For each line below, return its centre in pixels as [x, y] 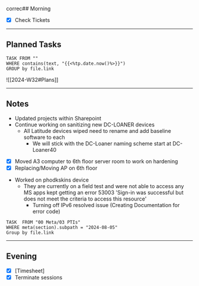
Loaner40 [44, 150]
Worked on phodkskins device [52, 180]
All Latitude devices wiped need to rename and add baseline [97, 131]
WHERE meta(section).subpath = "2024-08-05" [62, 227]
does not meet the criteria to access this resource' [85, 199]
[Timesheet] [30, 271]
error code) [46, 211]
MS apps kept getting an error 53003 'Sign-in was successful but [103, 192]
